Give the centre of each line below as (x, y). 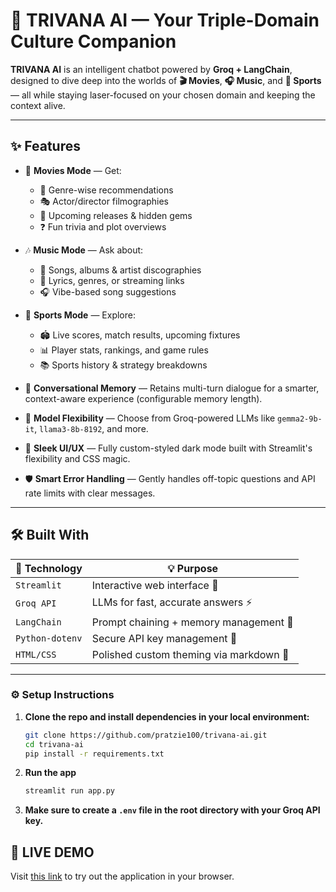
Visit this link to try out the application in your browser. (122, 876)
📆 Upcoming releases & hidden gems (116, 215)
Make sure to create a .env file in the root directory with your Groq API (172, 810)
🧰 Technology (49, 568)
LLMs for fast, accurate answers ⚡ (172, 602)
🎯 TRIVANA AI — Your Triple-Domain (165, 20)
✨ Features (45, 146)
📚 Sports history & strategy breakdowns (123, 365)
